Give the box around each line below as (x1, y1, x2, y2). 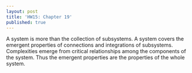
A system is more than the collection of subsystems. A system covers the (6, 36, 184, 43)
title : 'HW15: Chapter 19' (6, 14, 72, 20)
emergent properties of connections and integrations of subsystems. (6, 41, 173, 48)
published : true (6, 19, 46, 25)
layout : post (6, 8, 38, 15)
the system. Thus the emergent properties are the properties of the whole (6, 54, 185, 61)
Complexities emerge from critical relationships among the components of (6, 48, 187, 55)
